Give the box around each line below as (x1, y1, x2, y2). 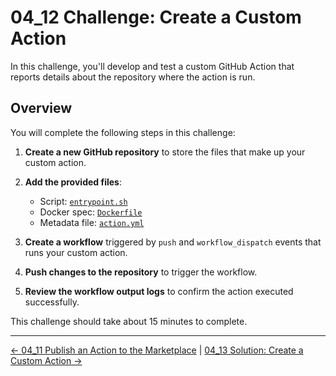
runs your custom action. (24, 246, 128, 258)
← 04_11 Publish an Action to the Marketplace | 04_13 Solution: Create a (10, 344, 304, 356)
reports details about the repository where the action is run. (10, 71, 256, 83)
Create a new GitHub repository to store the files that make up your (24, 146, 306, 158)
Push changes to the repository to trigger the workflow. (24, 266, 258, 278)
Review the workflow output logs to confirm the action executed (24, 285, 294, 297)
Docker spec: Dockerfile (39, 206, 143, 218)
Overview (10, 100, 73, 117)
